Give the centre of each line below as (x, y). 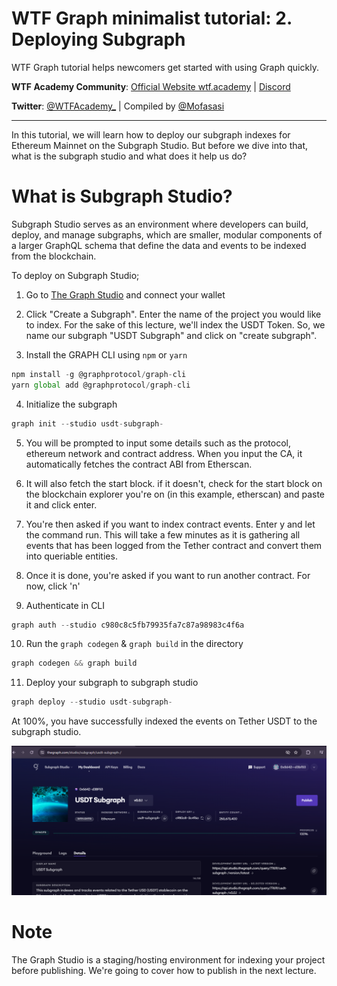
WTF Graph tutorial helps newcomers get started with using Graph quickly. (165, 67)
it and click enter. (61, 504)
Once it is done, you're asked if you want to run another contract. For (168, 575)
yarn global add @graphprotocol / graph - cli (101, 385)
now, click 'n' (53, 586)
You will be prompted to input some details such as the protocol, (158, 443)
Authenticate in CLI (65, 605)
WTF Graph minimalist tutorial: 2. (152, 18)
